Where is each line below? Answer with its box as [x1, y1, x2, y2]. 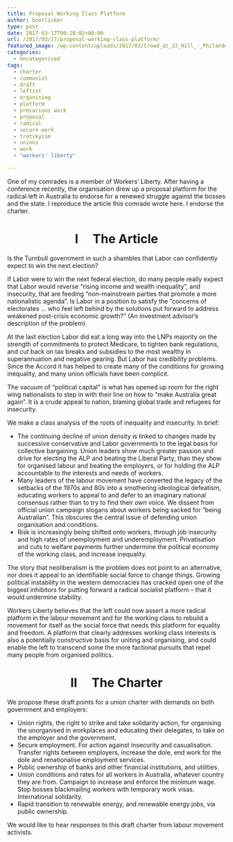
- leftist [13, 87, 42, 94]
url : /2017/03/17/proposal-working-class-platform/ [7, 36, 159, 43]
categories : [7, 49, 42, 56]
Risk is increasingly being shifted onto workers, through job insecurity [17, 528, 217, 536]
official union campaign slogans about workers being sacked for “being [17, 505, 222, 514]
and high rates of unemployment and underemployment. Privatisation [17, 535, 216, 544]
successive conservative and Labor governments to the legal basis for [17, 439, 218, 448]
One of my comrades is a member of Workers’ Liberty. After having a [7, 177, 205, 185]
